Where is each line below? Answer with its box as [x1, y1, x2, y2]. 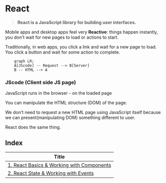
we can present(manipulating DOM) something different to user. [5, 115, 135, 121]
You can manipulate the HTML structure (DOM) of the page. [5, 100, 127, 106]
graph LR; [14, 59, 35, 63]
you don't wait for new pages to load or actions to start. [5, 34, 119, 40]
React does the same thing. [5, 124, 61, 130]
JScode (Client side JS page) [5, 79, 76, 86]
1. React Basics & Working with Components [7, 162, 111, 169]
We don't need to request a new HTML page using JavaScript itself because [5, 110, 161, 116]
